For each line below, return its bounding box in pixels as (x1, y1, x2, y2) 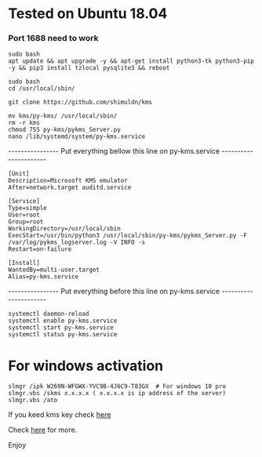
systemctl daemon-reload (8, 310, 89, 318)
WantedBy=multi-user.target (8, 266, 100, 274)
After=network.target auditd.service (8, 183, 132, 192)
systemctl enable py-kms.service (8, 317, 118, 325)
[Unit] (8, 170, 30, 178)
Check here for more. (8, 425, 78, 435)
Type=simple (8, 205, 47, 212)
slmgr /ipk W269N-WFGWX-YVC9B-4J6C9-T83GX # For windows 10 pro (8, 383, 226, 390)
